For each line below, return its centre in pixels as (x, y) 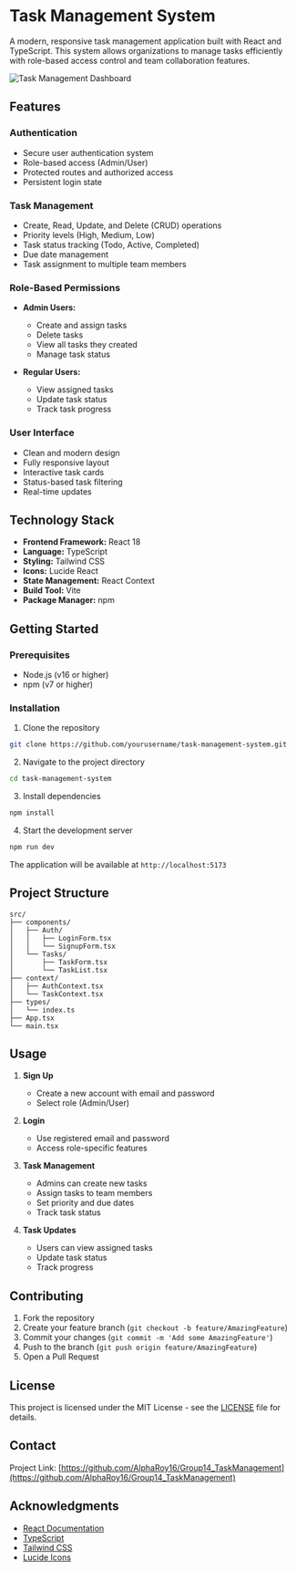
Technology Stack (62, 520)
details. (23, 1417)
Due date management (66, 254)
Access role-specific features (92, 1148)
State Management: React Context (88, 581)
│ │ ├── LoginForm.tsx (61, 938)
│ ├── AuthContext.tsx (56, 986)
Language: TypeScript (65, 552)
